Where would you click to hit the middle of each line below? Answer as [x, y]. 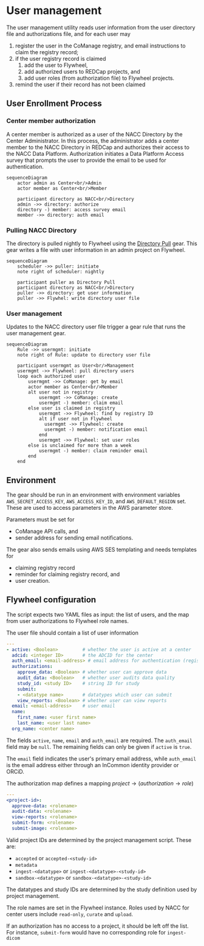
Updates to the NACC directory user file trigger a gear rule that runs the [96, 327]
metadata [26, 865]
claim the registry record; [47, 52]
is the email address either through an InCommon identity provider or [93, 765]
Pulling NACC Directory [42, 230]
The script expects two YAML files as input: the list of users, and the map [98, 614]
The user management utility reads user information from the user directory [101, 27]
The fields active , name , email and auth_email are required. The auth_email [100, 740]
